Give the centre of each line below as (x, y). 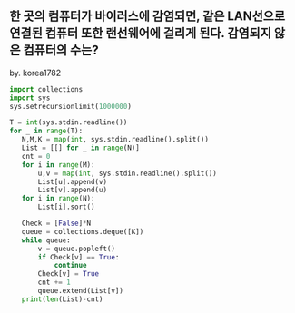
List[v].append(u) (72, 190)
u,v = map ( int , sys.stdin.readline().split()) (128, 173)
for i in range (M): (58, 165)
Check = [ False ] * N (56, 224)
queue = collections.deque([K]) (83, 231)
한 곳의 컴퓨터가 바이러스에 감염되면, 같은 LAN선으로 (147, 16)
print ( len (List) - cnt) (62, 299)
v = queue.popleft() (77, 249)
